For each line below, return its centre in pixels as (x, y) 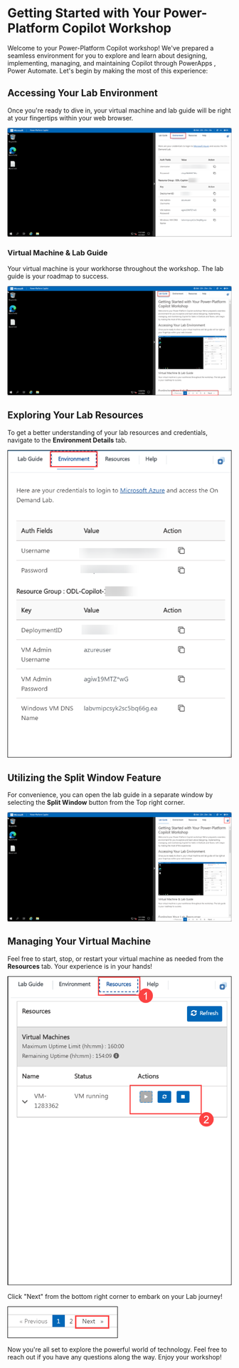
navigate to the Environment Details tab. (67, 440)
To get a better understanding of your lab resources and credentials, (107, 432)
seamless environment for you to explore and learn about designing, (107, 56)
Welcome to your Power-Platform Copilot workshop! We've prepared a (111, 48)
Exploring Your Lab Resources (75, 415)
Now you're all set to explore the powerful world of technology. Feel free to (117, 1349)
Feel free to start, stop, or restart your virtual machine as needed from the (116, 958)
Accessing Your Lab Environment (83, 93)
